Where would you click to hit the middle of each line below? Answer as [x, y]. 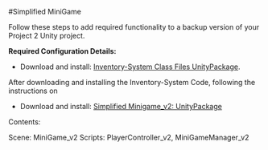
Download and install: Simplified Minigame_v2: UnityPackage [121, 106]
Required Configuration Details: [62, 51]
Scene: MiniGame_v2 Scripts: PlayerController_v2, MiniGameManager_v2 [129, 137]
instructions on [33, 91]
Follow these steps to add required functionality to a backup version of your [134, 27]
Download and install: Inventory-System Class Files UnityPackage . [130, 67]
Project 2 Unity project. [47, 36]
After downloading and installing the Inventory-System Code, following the [132, 82]
